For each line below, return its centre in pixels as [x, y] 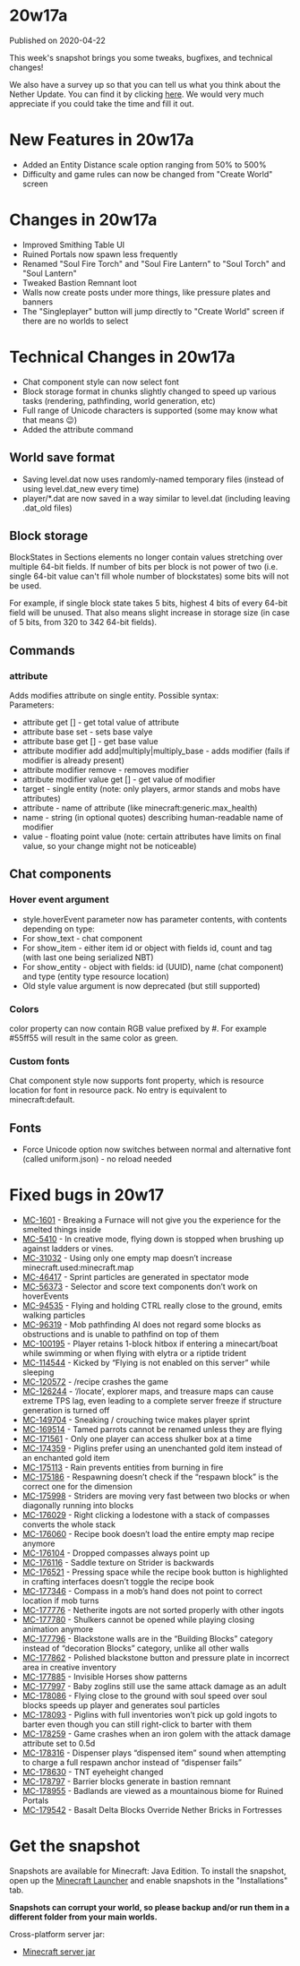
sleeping [38, 1372]
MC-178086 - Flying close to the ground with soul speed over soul [144, 1696]
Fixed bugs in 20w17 [87, 1195]
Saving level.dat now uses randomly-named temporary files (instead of [153, 479]
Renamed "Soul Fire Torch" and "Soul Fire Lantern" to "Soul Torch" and [154, 263]
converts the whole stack [69, 1524]
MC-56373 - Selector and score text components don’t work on [140, 1287]
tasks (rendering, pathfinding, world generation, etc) [119, 400]
